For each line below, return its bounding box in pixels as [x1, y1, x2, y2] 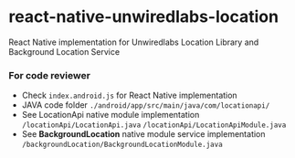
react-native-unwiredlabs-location [8, 6, 279, 27]
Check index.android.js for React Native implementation [21, 90, 238, 101]
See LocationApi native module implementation [21, 110, 200, 121]
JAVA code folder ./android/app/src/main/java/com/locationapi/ [21, 100, 270, 111]
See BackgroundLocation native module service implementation [21, 129, 266, 140]
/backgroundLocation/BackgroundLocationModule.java [21, 140, 223, 150]
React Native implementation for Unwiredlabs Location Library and [8, 37, 259, 47]
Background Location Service [8, 46, 121, 57]
